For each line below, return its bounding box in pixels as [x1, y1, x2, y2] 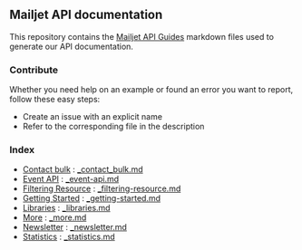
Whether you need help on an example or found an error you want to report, [9, 84, 294, 95]
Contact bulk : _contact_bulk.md [22, 164, 143, 175]
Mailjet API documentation [9, 7, 163, 23]
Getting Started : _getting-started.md [22, 193, 161, 204]
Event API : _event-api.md [22, 174, 120, 185]
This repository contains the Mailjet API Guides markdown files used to [9, 31, 275, 42]
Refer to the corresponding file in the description [22, 121, 205, 132]
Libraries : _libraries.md [22, 203, 111, 214]
